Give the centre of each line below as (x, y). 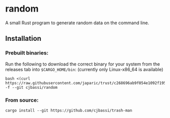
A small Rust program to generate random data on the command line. (77, 23)
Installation (23, 39)
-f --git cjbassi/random (31, 87)
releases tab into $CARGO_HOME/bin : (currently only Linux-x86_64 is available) (84, 69)
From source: (22, 100)
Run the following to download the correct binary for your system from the (83, 64)
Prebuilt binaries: (27, 53)
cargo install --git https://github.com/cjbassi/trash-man (69, 110)
